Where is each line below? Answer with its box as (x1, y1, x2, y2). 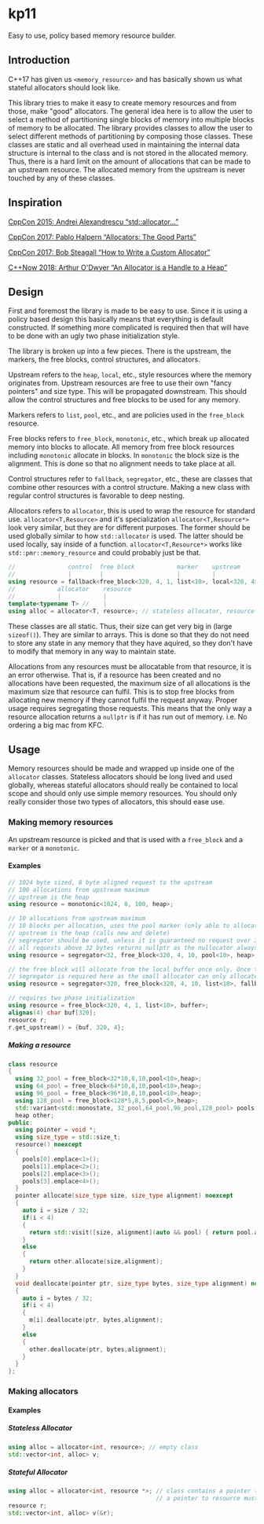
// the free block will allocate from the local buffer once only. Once (8, 965, 251, 974)
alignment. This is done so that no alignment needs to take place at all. (8, 459, 236, 469)
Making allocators (8, 1386, 79, 1397)
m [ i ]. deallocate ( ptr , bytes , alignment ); (28, 1316, 163, 1324)
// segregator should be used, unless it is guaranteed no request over (8, 937, 251, 944)
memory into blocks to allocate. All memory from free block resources (8, 442, 235, 452)
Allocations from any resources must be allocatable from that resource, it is (8, 661, 252, 671)
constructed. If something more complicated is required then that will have (8, 323, 249, 333)
